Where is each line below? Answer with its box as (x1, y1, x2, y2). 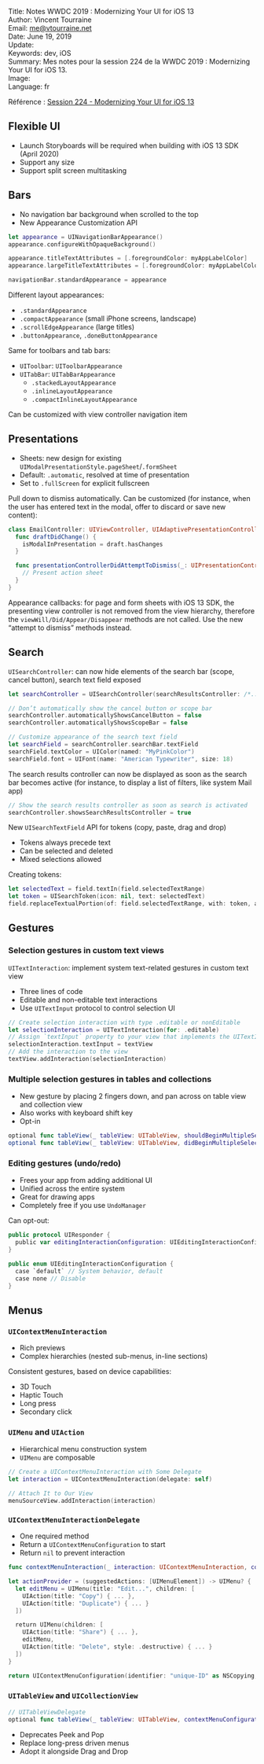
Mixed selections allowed (19, 855, 102, 864)
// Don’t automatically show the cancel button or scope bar (8, 704, 213, 713)
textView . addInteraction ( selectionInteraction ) (8, 1055, 167, 1063)
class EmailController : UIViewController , (8, 525, 149, 533)
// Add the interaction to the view (8, 1048, 128, 1056)
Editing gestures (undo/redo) (8, 1158, 122, 1169)
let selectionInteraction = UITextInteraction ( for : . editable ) (8, 1026, 220, 1033)
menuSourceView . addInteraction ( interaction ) (8, 1497, 156, 1505)
